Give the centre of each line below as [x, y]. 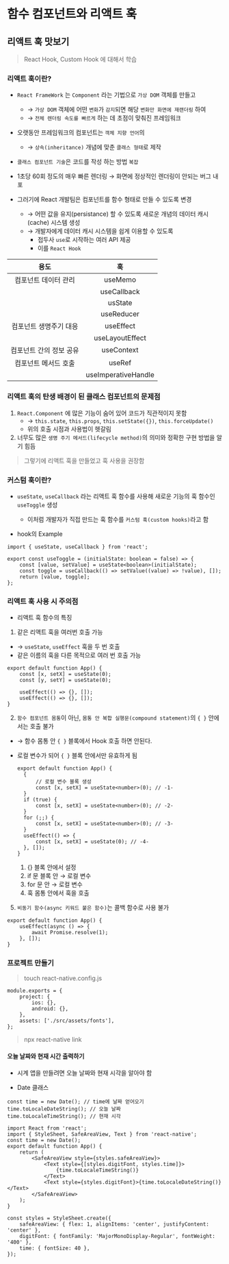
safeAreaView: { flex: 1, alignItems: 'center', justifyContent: [114, 1224]
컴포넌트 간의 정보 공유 [45, 350]
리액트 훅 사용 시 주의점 [43, 601]
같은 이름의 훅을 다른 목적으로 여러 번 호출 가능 [79, 655]
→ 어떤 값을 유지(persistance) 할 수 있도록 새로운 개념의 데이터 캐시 [118, 214]
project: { [35, 997]
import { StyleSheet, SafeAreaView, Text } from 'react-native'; [102, 1134]
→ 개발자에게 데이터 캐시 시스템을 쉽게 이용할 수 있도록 [100, 231]
